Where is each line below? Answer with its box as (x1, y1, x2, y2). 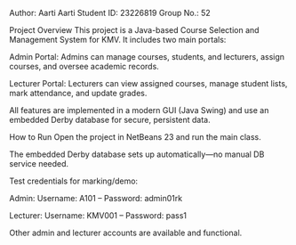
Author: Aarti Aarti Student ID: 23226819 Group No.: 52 (9, 8, 211, 18)
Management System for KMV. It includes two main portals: (9, 35, 227, 45)
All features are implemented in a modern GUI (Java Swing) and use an (9, 105, 269, 115)
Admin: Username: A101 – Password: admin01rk (9, 193, 183, 203)
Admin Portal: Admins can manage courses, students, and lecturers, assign (9, 52, 285, 61)
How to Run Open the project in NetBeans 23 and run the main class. (9, 132, 261, 142)
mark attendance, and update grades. (9, 88, 148, 98)
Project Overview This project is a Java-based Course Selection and (9, 25, 260, 35)
